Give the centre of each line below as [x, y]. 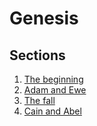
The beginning [53, 79]
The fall [39, 100]
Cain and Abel [52, 111]
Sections [37, 55]
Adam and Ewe [55, 90]
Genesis [44, 18]
